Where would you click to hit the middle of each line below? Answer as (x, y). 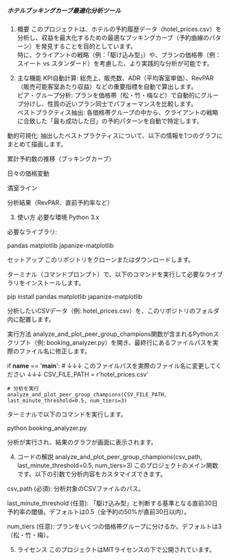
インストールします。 (55, 282)
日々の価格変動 (28, 173)
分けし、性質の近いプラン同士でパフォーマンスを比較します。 (110, 104)
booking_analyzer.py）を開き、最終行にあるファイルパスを (129, 342)
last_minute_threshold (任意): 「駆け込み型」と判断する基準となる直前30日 (113, 503)
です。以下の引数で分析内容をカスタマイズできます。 (92, 473)
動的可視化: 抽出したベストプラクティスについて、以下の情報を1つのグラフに (115, 135)
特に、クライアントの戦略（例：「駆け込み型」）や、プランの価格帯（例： (119, 54)
